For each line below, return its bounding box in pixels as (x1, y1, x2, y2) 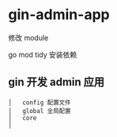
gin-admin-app (8, 6, 110, 24)
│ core (8, 114, 37, 122)
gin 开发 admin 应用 (8, 76, 105, 89)
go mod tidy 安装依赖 (8, 49, 77, 59)
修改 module (8, 33, 49, 42)
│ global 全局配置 (8, 107, 71, 115)
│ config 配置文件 (8, 98, 71, 107)
